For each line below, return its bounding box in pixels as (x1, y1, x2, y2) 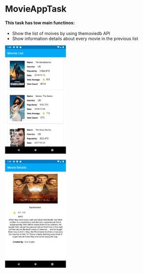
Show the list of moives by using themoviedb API (12, 31, 110, 36)
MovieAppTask (5, 3, 67, 15)
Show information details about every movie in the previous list (12, 36, 139, 42)
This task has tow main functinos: (5, 19, 75, 25)
